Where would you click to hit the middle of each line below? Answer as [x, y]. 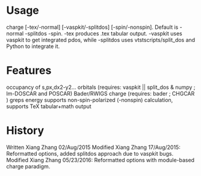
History [25, 131]
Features [29, 71]
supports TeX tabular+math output [49, 106]
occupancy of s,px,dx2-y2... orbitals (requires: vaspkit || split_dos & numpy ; [101, 87]
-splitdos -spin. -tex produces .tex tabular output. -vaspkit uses [104, 33]
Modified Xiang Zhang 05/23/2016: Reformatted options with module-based [100, 160]
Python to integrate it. [33, 46]
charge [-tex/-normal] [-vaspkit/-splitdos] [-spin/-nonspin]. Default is [92, 27]
